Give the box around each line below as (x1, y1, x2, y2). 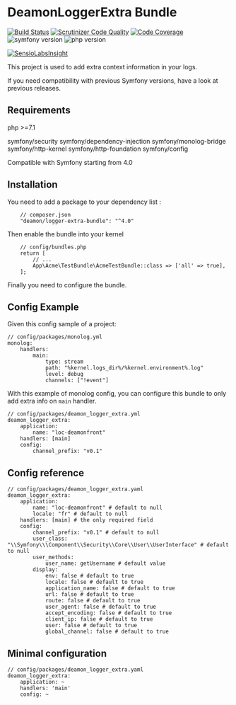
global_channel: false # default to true (45, 628, 170, 636)
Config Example (7, 301, 79, 313)
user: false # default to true (45, 622, 138, 629)
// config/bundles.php (20, 243, 87, 251)
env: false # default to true (45, 573, 134, 580)
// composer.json (20, 211, 71, 218)
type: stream (45, 358, 83, 365)
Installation (7, 178, 58, 191)
